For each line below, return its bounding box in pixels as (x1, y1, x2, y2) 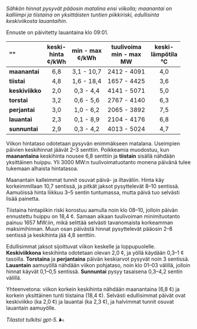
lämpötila (151, 50, 178, 58)
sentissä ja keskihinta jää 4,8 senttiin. (6, 232, 96, 238)
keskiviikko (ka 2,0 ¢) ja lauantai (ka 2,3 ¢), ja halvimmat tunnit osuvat (6, 298, 175, 305)
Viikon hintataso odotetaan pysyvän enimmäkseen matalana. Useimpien (6, 140, 181, 147)
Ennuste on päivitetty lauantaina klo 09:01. (6, 29, 109, 36)
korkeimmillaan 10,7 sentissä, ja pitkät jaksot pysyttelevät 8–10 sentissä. (6, 182, 179, 190)
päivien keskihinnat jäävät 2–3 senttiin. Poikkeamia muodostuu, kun (6, 147, 169, 153)
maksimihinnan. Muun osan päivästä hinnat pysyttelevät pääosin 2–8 (6, 225, 173, 232)
